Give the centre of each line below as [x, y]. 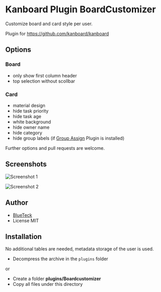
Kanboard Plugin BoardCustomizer [80, 9]
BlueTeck [22, 215]
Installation [24, 236]
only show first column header [45, 75]
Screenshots [26, 164]
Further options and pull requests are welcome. [55, 148]
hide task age [27, 116]
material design [29, 105]
